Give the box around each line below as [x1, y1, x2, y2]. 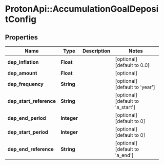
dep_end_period [7, 115, 46, 121]
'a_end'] [115, 152, 134, 159]
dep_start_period [7, 129, 48, 135]
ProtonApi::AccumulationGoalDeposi [5, 3, 159, 15]
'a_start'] [115, 104, 136, 110]
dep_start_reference [7, 98, 56, 104]
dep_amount [7, 70, 38, 76]
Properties [5, 33, 38, 41]
